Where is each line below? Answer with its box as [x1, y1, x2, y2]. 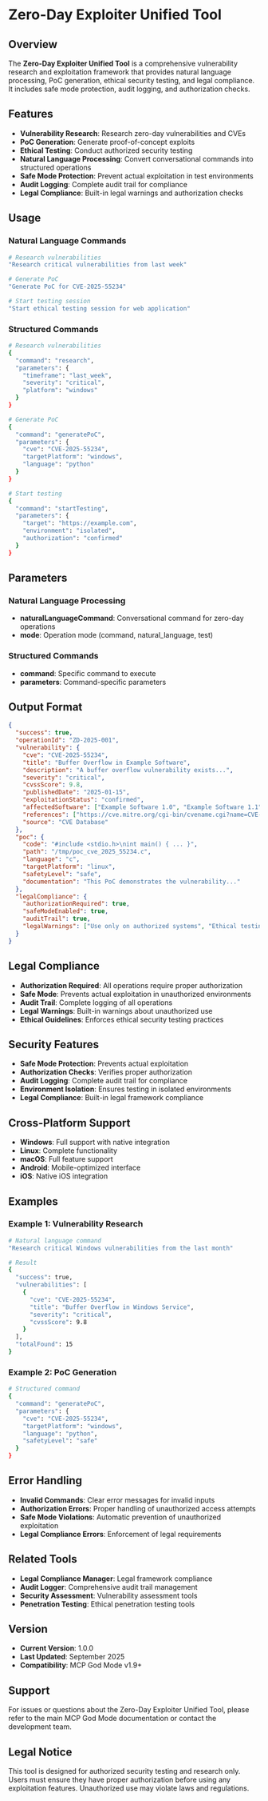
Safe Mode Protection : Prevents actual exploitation [19, 1059, 189, 1069]
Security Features [8, 1038, 100, 1051]
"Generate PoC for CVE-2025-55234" [8, 282, 127, 291]
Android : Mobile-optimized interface [19, 1163, 141, 1173]
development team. [8, 1722, 72, 1731]
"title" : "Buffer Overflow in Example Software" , [22, 758, 191, 766]
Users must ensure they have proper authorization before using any [8, 1775, 231, 1785]
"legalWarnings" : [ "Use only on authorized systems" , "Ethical [22, 923, 238, 931]
